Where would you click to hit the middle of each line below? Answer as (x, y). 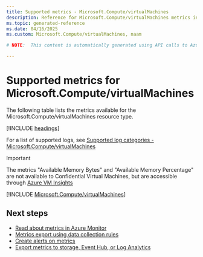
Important (18, 158)
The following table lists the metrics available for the (71, 110)
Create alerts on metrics (45, 241)
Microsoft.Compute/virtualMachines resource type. (70, 116)
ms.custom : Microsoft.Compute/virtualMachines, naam (74, 34)
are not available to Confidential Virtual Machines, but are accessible (92, 176)
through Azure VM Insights (40, 183)
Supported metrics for (63, 81)
